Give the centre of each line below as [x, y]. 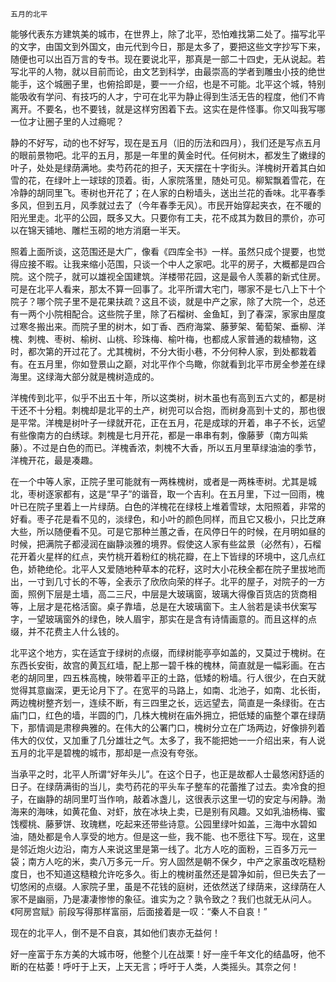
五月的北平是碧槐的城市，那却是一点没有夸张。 [106, 752]
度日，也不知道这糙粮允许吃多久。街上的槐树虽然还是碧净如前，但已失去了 [163, 874]
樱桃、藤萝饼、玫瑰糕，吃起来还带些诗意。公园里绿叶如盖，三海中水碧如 [167, 824]
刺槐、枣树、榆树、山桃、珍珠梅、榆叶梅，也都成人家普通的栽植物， [167, 339]
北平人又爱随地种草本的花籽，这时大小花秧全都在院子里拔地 [194, 569]
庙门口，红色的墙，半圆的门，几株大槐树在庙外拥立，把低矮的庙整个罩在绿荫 [168, 715]
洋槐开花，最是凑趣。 [54, 460]
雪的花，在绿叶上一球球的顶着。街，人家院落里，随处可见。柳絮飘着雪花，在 [168, 180]
